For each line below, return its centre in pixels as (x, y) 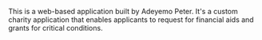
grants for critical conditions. (56, 28)
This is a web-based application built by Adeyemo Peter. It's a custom (123, 11)
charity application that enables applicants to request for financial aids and (131, 20)
